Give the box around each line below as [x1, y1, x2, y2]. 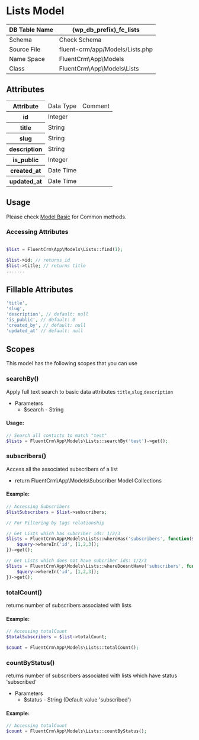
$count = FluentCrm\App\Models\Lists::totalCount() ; [6, 644, 139, 651]
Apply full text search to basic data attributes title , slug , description [6, 388, 174, 395]
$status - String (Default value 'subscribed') [23, 696, 131, 703]
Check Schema [59, 36, 102, 44]
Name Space [9, 54, 46, 63]
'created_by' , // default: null [6, 322, 86, 328]
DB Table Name [9, 25, 54, 34]
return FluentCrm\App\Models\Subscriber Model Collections [14, 477, 162, 484]
